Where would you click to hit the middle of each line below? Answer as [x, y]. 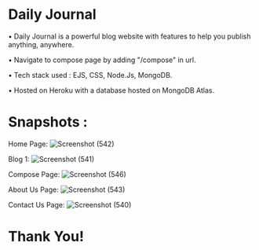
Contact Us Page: [36, 204]
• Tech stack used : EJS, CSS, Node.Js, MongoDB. [90, 75]
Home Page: [28, 144]
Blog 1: [19, 159]
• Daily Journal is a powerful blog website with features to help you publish [129, 36]
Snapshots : [48, 122]
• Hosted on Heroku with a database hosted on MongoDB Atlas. [111, 90]
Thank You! [46, 237]
